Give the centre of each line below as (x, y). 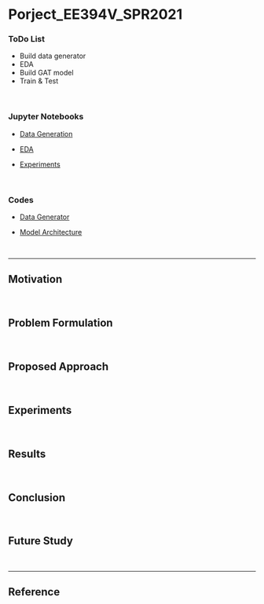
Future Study (40, 541)
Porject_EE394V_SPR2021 (95, 15)
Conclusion (37, 498)
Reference (34, 592)
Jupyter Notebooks (46, 117)
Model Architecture (51, 232)
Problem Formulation (60, 323)
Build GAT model (46, 73)
